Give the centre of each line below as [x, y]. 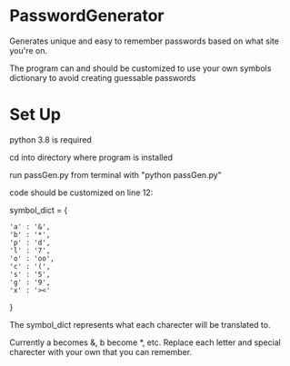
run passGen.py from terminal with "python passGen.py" [116, 174]
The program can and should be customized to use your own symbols [140, 68]
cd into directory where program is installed [91, 157]
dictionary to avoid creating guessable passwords [103, 77]
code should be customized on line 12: [81, 193]
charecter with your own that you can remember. [101, 351]
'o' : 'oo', [32, 258]
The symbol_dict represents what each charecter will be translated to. [140, 324]
